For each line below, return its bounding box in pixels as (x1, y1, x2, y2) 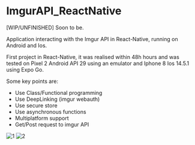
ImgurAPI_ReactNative (6, 4, 122, 18)
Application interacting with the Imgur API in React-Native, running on (6, 35, 178, 42)
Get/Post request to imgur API (14, 121, 89, 128)
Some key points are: (6, 78, 59, 85)
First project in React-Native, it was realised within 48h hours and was (6, 53, 180, 60)
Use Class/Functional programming (14, 89, 103, 96)
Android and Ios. (6, 42, 47, 49)
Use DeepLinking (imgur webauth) (14, 95, 100, 103)
